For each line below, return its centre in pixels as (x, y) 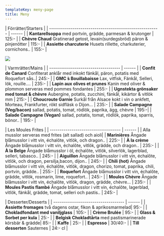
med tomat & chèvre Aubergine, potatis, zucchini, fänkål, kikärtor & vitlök (79, 94)
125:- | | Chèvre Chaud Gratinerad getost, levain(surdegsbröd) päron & (77, 39)
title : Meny (17, 14)
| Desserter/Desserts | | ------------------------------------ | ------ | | (75, 202)
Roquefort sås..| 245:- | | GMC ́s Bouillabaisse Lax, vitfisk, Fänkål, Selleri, (79, 78)
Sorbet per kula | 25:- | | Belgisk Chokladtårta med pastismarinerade (75, 217)
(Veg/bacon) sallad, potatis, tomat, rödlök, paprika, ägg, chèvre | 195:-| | (78, 110)
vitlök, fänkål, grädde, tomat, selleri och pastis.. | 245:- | (62, 192)
